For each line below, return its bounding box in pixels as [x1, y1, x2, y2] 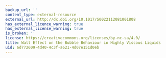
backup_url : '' [5, 7, 38, 13]
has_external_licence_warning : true [5, 21, 83, 27]
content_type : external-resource [5, 12, 77, 17]
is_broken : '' [5, 31, 36, 36]
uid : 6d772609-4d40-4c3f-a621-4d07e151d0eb [5, 45, 100, 50]
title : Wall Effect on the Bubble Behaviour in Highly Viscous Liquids [5, 40, 161, 45]
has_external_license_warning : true [5, 26, 83, 31]
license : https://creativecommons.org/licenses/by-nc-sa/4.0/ [5, 36, 140, 41]
